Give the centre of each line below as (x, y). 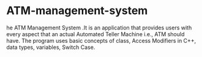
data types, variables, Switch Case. (51, 47)
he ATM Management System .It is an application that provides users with (99, 28)
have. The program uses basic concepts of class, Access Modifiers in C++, (101, 40)
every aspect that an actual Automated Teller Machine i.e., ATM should (95, 34)
